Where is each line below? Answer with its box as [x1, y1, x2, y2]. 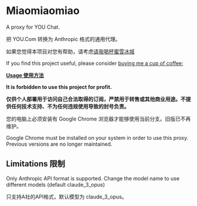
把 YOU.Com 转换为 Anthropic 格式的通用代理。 [6, 35, 121, 42]
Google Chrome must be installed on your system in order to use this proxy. [6, 134, 189, 141]
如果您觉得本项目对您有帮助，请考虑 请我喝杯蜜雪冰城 [6, 48, 135, 55]
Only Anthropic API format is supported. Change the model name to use [6, 174, 180, 182]
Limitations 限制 [6, 159, 66, 169]
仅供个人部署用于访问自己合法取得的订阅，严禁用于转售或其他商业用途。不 [6, 95, 186, 102]
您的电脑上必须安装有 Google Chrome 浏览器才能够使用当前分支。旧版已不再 [6, 115, 191, 122]
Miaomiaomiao [6, 4, 80, 18]
